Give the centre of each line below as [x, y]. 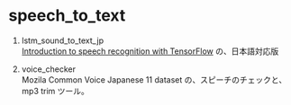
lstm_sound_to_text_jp [63, 40]
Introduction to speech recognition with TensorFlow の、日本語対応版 [150, 51]
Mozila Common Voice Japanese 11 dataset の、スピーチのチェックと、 [154, 79]
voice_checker [48, 69]
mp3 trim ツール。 [55, 91]
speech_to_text [67, 16]
